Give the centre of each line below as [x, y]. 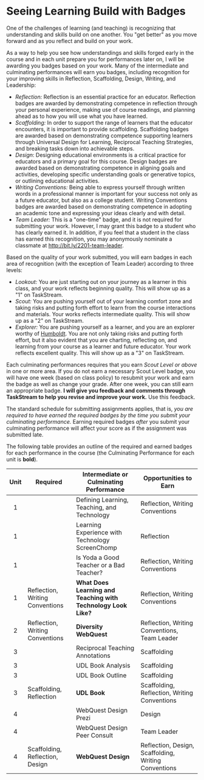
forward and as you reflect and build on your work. [70, 41]
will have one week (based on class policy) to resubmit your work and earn [100, 378]
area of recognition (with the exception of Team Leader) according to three [100, 263]
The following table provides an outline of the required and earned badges [99, 446]
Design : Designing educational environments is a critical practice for [100, 155]
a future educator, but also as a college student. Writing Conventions [101, 200]
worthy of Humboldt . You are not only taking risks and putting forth [99, 333]
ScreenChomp [96, 547]
